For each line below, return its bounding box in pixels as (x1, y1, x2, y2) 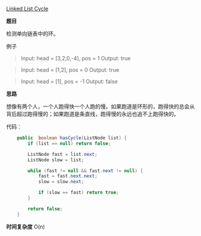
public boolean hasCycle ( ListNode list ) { (17, 135, 127, 141)
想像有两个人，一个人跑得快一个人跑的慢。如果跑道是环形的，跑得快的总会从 (6, 103, 195, 110)
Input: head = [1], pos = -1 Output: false (20, 78, 118, 85)
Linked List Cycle (6, 5, 49, 12)
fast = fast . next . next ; (38, 173, 98, 179)
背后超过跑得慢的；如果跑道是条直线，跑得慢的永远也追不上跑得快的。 (6, 111, 179, 117)
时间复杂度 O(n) (6, 223, 45, 230)
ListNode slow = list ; (28, 157, 84, 163)
